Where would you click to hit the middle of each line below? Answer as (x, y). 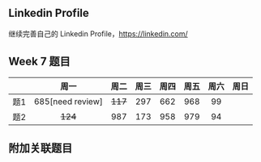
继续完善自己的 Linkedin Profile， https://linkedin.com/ (98, 33)
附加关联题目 (41, 148)
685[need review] (68, 102)
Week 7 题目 (40, 62)
